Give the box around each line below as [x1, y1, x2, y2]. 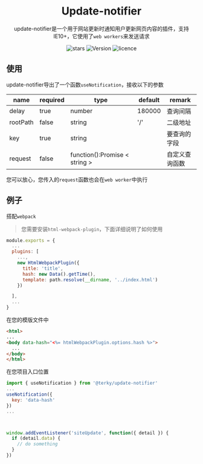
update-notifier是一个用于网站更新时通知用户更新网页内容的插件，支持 [14, 25, 189, 32]
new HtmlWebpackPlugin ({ [17, 260, 80, 266]
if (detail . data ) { [11, 436, 61, 442]
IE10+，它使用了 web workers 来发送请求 [53, 32, 150, 40]
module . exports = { [6, 237, 56, 243]
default [138, 96, 160, 104]
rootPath [9, 118, 34, 126]
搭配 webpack [6, 212, 36, 220]
